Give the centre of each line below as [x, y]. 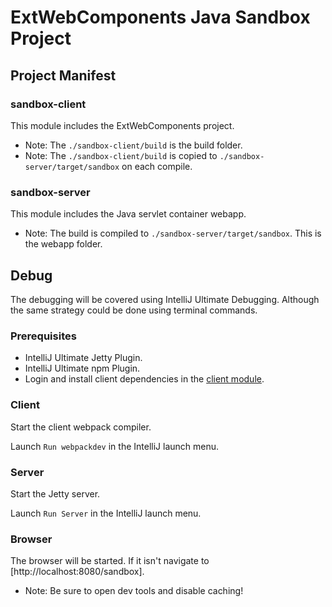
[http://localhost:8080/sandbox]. [77, 572]
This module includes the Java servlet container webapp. [128, 214]
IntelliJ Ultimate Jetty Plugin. [83, 358]
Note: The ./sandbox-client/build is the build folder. [133, 145]
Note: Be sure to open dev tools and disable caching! [134, 591]
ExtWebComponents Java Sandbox [160, 17]
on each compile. [157, 166]
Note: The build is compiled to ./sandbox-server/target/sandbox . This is [173, 233]
